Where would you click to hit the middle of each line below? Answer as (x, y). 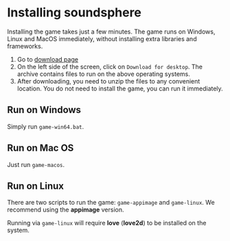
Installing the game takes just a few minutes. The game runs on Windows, (111, 31)
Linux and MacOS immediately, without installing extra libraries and (102, 38)
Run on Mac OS (41, 148)
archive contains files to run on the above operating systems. (103, 74)
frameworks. (25, 46)
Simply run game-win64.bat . (46, 126)
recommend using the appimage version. (66, 210)
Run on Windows (44, 110)
